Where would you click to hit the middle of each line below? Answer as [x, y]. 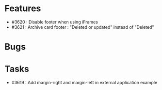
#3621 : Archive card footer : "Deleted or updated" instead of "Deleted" [83, 27]
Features [23, 9]
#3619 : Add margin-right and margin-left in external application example [84, 83]
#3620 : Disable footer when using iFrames [55, 22]
